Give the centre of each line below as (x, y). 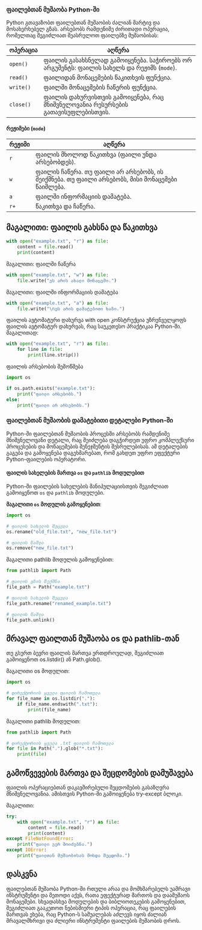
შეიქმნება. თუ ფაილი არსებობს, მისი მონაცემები (106, 179)
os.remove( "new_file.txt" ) (40, 548)
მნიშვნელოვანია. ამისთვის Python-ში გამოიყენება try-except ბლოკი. (95, 794)
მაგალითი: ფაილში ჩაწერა (41, 264)
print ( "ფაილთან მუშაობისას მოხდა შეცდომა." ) (74, 856)
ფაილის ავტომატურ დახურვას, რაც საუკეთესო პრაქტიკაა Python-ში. (94, 326)
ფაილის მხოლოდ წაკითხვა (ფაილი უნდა (96, 154)
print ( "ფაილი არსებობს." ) (50, 394)
